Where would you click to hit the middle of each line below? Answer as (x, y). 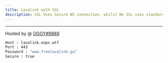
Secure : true (20, 56)
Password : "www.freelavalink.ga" (41, 52)
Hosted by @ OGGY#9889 (32, 33)
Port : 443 (16, 47)
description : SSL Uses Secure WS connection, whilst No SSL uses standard (85, 14)
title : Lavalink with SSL (32, 10)
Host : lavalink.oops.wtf (32, 42)
